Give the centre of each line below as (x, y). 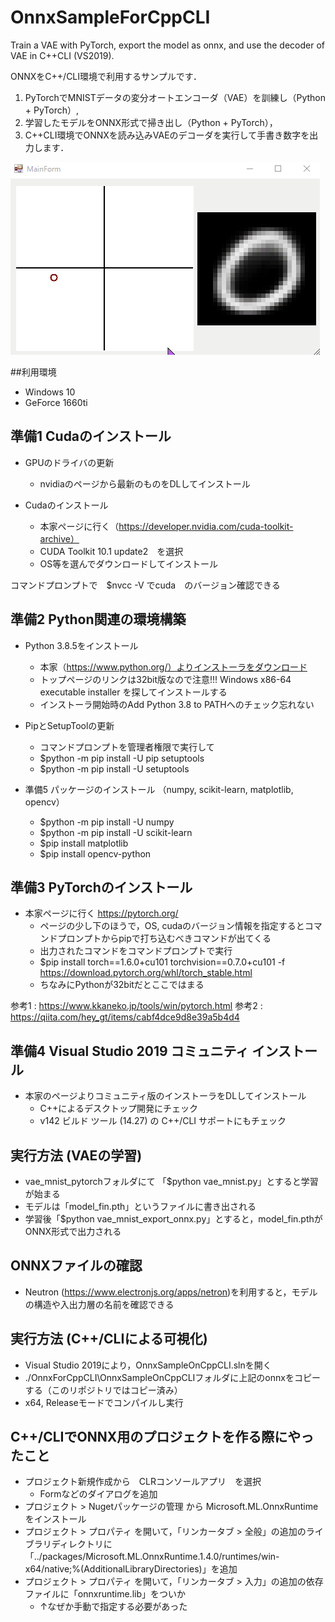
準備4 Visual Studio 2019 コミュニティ (130, 1051)
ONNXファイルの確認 (76, 1266)
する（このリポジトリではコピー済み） (103, 1390)
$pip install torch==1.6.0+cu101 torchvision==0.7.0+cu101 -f (162, 962)
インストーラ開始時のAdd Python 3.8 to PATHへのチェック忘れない (177, 704)
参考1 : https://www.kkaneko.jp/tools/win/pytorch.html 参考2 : (136, 1006)
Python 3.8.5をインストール (81, 645)
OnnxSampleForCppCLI (110, 17)
